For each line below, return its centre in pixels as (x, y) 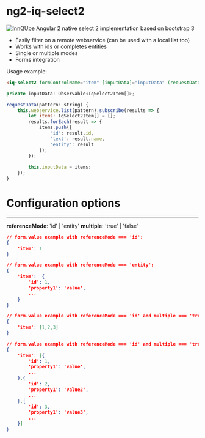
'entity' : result (72, 144)
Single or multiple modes (46, 53)
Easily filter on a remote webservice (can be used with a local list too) (103, 40)
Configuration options (63, 203)
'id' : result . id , (72, 133)
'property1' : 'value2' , (58, 390)
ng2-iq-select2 (46, 11)
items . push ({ (55, 128)
